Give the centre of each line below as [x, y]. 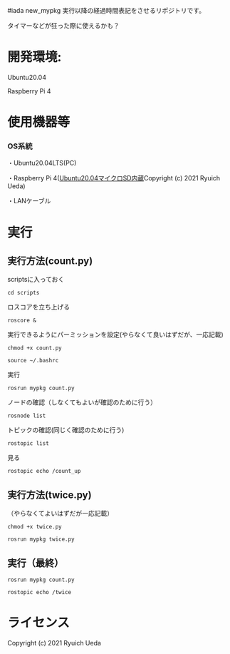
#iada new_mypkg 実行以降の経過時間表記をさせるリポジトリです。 [106, 10]
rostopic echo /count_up [44, 471]
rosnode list [27, 416]
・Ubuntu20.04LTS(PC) [42, 163]
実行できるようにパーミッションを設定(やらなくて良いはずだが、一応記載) [116, 334]
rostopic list [28, 444]
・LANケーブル [29, 201]
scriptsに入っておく [36, 280]
